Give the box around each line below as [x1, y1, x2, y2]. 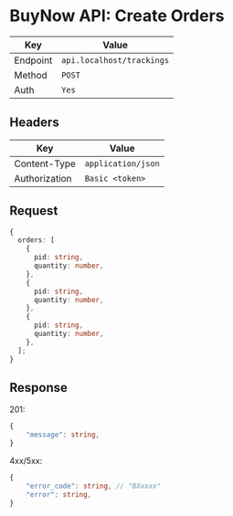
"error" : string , [26, 490, 92, 499]
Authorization [14, 172, 72, 184]
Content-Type [14, 157, 76, 170]
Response [9, 380, 69, 395]
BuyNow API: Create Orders [9, 5, 225, 26]
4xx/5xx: [9, 456, 43, 466]
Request [9, 203, 58, 219]
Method [14, 68, 48, 81]
